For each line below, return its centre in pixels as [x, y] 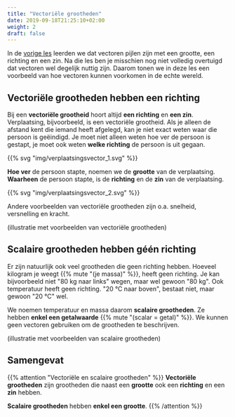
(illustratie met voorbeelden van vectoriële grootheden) [87, 227]
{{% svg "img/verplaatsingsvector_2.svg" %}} [74, 193]
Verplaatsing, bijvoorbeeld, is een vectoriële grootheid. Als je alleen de [109, 122]
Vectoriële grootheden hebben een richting [104, 98]
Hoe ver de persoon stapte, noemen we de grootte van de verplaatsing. [111, 172]
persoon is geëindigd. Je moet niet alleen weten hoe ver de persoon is [109, 137]
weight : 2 [22, 27]
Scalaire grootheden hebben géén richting [102, 250]
